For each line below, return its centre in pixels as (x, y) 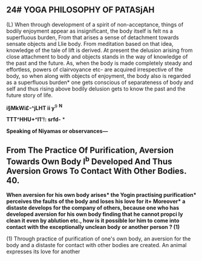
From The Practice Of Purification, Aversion (90, 150)
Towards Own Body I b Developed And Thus (89, 160)
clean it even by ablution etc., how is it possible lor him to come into (93, 221)
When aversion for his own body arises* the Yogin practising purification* (101, 195)
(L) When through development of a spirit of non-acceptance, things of (95, 24)
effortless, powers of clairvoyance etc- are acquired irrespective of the (95, 69)
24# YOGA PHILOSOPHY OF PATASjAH (80, 10)
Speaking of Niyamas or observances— (57, 131)
